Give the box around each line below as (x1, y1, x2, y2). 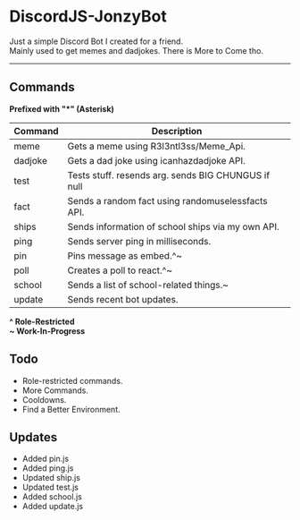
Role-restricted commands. (21, 375, 123, 386)
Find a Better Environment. (21, 404, 121, 414)
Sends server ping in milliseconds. (67, 234, 212, 247)
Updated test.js (21, 482, 79, 493)
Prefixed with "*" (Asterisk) (9, 103, 114, 114)
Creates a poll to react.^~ (67, 264, 172, 277)
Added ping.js (21, 463, 74, 473)
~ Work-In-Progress (9, 325, 86, 337)
